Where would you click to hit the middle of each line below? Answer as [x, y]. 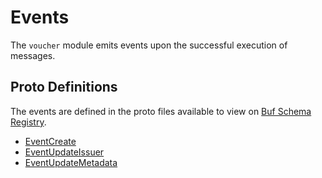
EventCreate [50, 141]
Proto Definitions [64, 87]
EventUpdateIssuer [64, 152]
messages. [33, 55]
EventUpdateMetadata [71, 162]
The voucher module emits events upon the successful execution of [149, 45]
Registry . [28, 122]
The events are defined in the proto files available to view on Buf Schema [161, 111]
